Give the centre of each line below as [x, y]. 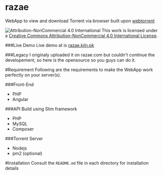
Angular [20, 99]
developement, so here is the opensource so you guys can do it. [70, 60]
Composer [23, 129]
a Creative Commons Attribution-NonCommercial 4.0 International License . [81, 36]
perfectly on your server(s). [33, 75]
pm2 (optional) [27, 153]
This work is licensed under [130, 30]
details [12, 168]
